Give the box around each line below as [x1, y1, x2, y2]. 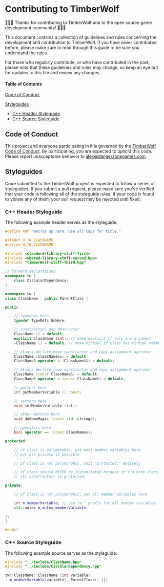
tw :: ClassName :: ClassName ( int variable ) [5, 573, 91, 578]
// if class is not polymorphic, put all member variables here [14, 492, 147, 497]
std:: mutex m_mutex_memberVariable [14, 505, 86, 510]
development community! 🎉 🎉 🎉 [5, 24, 66, 30]
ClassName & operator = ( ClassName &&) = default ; [14, 358, 115, 364]
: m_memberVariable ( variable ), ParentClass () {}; [5, 578, 108, 583]
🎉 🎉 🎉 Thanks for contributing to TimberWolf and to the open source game [5, 20, 152, 25]
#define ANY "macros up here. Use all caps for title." [5, 229, 121, 234]
